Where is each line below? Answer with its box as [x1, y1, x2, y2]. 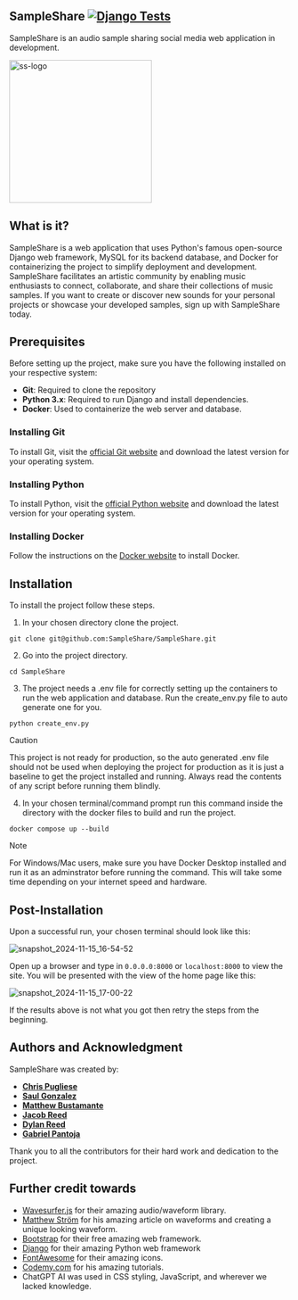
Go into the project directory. [21, 650, 128, 661]
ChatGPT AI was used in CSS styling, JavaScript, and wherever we [21, 1271, 267, 1281]
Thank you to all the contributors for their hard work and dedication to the [9, 1146, 279, 1156]
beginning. [9, 1014, 49, 1024]
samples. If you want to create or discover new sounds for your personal [9, 289, 276, 300]
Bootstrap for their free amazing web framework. [21, 1233, 202, 1244]
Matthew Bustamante [21, 1099, 104, 1111]
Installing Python [9, 478, 85, 491]
